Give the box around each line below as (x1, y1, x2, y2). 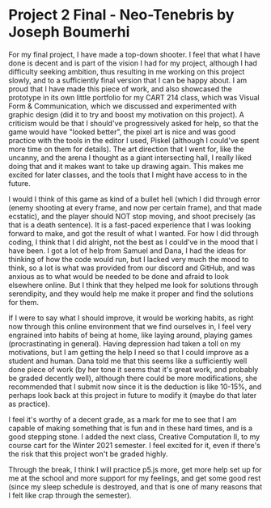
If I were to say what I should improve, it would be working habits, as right (8, 313, 254, 323)
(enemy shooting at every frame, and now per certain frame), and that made (8, 202, 263, 212)
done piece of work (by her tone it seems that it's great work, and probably (8, 364, 259, 374)
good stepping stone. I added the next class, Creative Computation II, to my (8, 431, 260, 442)
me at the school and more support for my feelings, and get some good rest (8, 473, 261, 483)
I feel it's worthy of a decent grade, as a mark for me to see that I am (8, 414, 237, 424)
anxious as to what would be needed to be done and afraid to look (8, 271, 229, 281)
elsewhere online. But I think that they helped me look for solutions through (8, 280, 259, 290)
